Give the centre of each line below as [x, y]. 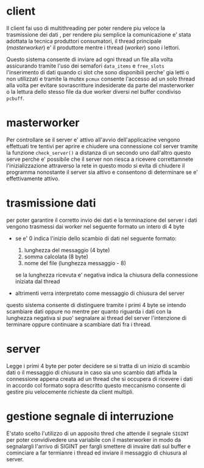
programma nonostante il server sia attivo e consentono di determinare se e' [102, 172]
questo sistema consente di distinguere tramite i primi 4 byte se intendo [96, 305]
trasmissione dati [51, 203]
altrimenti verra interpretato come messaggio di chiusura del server [100, 293]
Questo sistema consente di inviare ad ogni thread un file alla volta [90, 59]
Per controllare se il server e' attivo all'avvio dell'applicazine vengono [93, 140]
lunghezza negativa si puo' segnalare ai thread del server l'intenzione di [97, 317]
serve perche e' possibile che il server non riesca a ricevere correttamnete [100, 159]
